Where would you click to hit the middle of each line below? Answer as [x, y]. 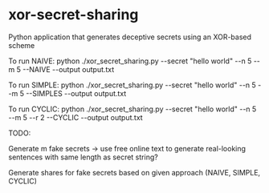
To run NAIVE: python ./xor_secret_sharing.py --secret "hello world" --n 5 [130, 61]
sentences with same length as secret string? [83, 157]
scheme [22, 45]
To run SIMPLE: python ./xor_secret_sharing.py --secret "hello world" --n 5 [132, 85]
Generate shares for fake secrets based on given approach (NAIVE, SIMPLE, [134, 172]
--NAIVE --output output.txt [69, 69]
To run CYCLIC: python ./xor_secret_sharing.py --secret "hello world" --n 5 [132, 109]
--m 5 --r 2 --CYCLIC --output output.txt [75, 117]
